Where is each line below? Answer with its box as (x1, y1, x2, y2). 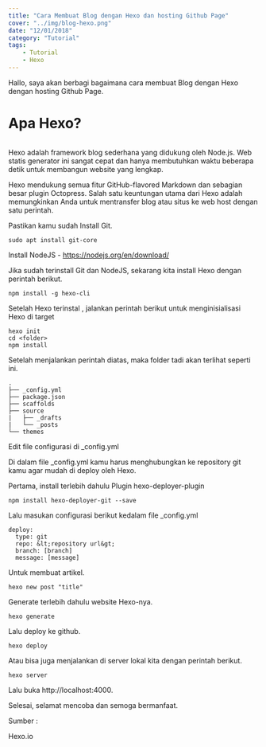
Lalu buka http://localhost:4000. (8, 685, 114, 694)
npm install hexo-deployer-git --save (8, 496, 137, 504)
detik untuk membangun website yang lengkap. (8, 164, 164, 174)
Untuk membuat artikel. (8, 567, 85, 577)
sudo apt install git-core (8, 236, 98, 244)
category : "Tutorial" (8, 33, 80, 42)
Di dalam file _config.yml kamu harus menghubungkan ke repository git (8, 457, 241, 467)
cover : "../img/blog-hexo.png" (8, 19, 112, 27)
